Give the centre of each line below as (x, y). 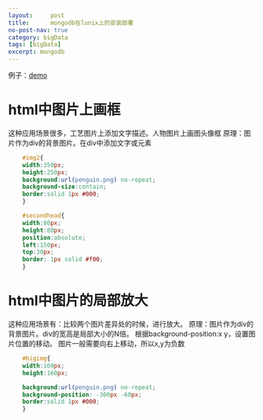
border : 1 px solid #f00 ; (63, 260)
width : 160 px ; (44, 366)
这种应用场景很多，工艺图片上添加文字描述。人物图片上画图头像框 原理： (126, 133)
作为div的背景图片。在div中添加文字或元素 (83, 143)
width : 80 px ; (42, 223)
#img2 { (33, 158)
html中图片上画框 (64, 110)
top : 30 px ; (38, 252)
